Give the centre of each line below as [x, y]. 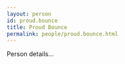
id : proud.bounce [32, 21]
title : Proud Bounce [37, 27]
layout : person [29, 14]
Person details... [30, 54]
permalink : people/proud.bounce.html [62, 34]
